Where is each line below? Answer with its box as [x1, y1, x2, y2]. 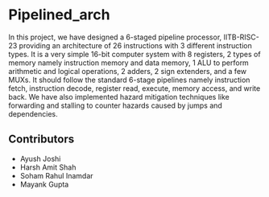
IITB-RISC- [223, 32, 259, 42]
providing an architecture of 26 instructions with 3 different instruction [19, 40, 252, 50]
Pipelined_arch [8, 6, 110, 24]
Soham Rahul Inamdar [19, 170, 94, 180]
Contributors [8, 133, 75, 146]
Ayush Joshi [19, 154, 61, 163]
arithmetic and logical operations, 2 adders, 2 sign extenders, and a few [8, 66, 247, 76]
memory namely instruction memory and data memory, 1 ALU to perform [8, 58, 250, 68]
